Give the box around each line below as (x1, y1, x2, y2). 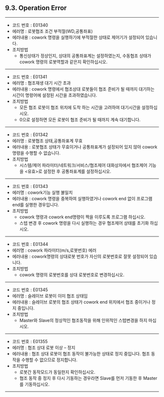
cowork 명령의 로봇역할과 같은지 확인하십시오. (19, 59, 108, 65)
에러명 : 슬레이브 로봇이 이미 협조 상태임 (12, 293, 88, 299)
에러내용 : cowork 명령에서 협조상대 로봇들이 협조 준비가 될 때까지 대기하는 (12, 86, 155, 92)
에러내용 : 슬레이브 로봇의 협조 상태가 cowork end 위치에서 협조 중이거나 (12, 299, 151, 305)
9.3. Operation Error (5, 4, 67, 12)
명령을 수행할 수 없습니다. (12, 150, 61, 156)
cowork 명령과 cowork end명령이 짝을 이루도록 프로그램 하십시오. (19, 214, 145, 220)
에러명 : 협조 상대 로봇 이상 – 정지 (12, 345, 76, 350)
